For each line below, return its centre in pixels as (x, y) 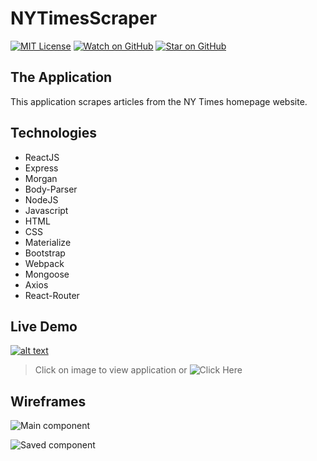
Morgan (41, 178)
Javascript (46, 210)
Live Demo (44, 326)
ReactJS (42, 157)
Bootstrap (45, 253)
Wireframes (48, 401)
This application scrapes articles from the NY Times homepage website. (159, 101)
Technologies (54, 133)
